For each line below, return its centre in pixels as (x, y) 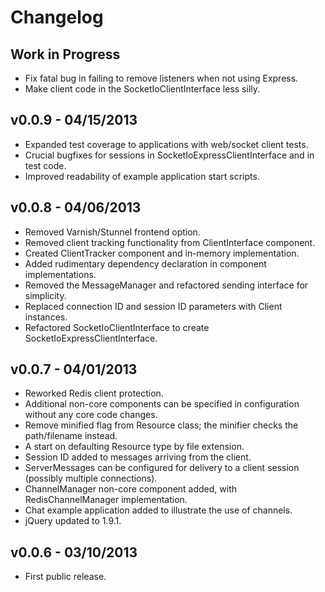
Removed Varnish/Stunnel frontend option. (112, 232)
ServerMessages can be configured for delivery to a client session (162, 468)
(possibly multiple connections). (91, 478)
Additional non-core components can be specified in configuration (162, 404)
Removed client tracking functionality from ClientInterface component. (170, 242)
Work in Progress (65, 54)
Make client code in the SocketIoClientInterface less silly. (142, 89)
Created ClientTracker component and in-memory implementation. (162, 253)
